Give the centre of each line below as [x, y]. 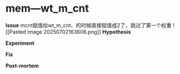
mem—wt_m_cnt [47, 8]
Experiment [20, 43]
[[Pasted [16, 31]
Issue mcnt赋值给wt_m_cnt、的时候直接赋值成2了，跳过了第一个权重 [89, 25]
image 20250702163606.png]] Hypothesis [79, 31]
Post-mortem [22, 65]
